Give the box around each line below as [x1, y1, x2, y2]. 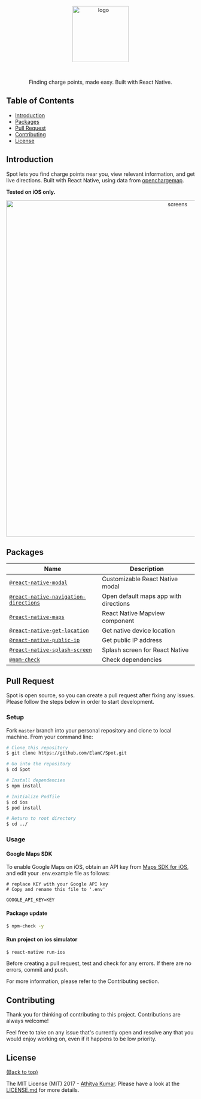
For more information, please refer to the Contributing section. [6, 978, 160, 985]
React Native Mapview [102, 609, 165, 618]
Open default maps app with [102, 592, 182, 600]
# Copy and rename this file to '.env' [6, 887, 106, 893]
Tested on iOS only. [6, 188, 56, 196]
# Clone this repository [6, 744, 68, 750]
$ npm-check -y [6, 923, 44, 929]
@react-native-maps [9, 613, 65, 621]
